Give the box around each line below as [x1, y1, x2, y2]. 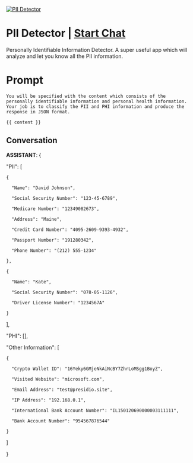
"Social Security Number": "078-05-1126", [11, 289, 118, 295]
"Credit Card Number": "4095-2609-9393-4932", [11, 227, 129, 233]
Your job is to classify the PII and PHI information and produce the [6, 103, 185, 110]
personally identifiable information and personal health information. [6, 98, 187, 104]
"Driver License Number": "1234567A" [11, 300, 105, 305]
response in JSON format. [6, 109, 70, 115]
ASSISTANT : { [6, 151, 42, 158]
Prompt [6, 73, 43, 87]
